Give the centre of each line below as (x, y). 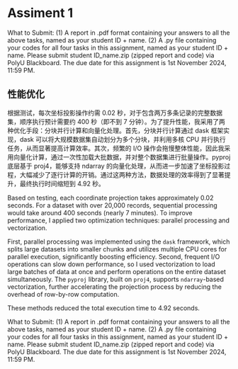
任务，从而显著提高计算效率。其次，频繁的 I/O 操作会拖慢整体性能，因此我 (116, 148)
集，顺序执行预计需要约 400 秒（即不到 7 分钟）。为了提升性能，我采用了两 (116, 121)
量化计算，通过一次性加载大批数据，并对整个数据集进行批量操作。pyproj (125, 157)
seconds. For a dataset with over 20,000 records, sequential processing (112, 205)
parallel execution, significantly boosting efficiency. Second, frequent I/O (114, 256)
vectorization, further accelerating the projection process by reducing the (114, 286)
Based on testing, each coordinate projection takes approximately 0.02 (110, 198)
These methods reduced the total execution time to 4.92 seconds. (104, 308)
